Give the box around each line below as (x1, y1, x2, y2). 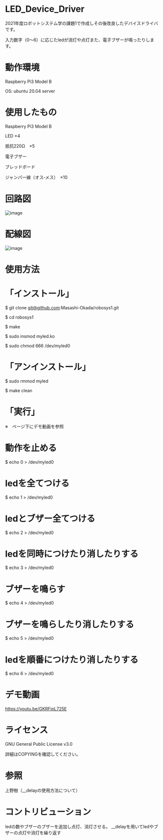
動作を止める (5, 442, 57, 454)
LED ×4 (5, 133, 21, 138)
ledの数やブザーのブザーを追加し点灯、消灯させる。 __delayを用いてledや (5, 824, 154, 829)
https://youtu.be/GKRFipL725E (5, 706, 67, 712)
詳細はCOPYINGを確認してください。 (5, 751, 81, 757)
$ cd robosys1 (5, 314, 34, 320)
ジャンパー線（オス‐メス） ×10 (5, 174, 68, 180)
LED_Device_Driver (5, 3, 85, 15)
